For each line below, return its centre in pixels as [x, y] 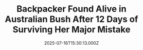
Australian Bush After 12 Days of [71, 19]
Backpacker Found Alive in [71, 9]
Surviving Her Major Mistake [71, 30]
